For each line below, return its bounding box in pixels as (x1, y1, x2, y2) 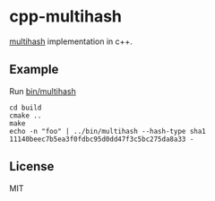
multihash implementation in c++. (9, 36, 133, 47)
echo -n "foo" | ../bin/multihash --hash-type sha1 (9, 127, 206, 135)
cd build (9, 103, 42, 112)
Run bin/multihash (9, 85, 76, 96)
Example (9, 62, 59, 77)
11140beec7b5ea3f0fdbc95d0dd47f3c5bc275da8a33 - (9, 135, 194, 144)
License (9, 159, 55, 174)
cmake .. (9, 110, 42, 120)
